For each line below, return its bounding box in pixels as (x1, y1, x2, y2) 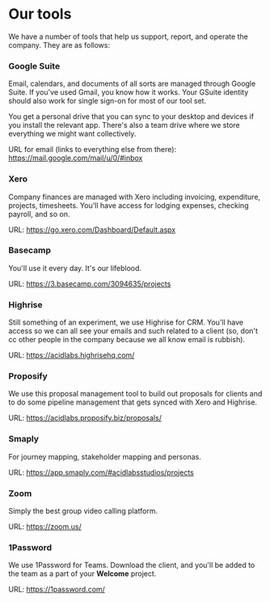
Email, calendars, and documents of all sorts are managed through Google (8, 78, 256, 89)
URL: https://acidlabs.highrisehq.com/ (8, 350, 135, 360)
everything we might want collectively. (8, 129, 137, 138)
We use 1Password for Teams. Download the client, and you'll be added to (8, 560, 255, 570)
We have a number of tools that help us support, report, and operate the (8, 32, 248, 41)
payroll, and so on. (8, 209, 70, 218)
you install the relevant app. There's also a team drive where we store (8, 121, 240, 130)
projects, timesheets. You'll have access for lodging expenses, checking (8, 200, 249, 210)
